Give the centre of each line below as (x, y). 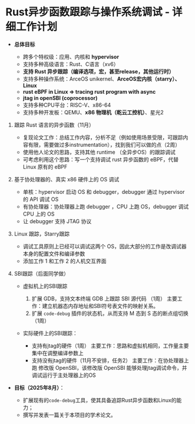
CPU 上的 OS (39, 214)
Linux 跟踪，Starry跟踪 (42, 234)
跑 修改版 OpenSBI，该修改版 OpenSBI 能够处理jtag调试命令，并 (109, 367)
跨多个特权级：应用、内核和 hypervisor (71, 57)
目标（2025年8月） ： (39, 387)
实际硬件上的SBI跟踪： (50, 333)
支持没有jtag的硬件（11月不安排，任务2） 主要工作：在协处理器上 (110, 360)
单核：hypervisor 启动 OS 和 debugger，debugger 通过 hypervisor (104, 191)
